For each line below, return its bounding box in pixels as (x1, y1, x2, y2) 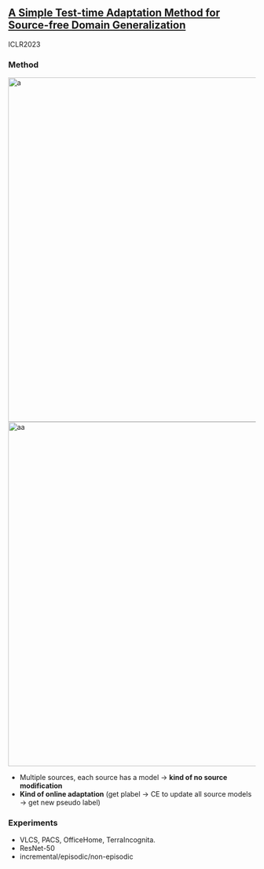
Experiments (8, 818, 58, 829)
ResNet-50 (19, 844, 55, 853)
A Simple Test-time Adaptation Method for (8, 6, 220, 20)
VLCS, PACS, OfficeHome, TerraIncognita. (19, 835, 156, 845)
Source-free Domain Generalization (8, 19, 186, 32)
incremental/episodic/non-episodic (19, 852, 134, 861)
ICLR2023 (8, 39, 41, 49)
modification (19, 781, 63, 790)
